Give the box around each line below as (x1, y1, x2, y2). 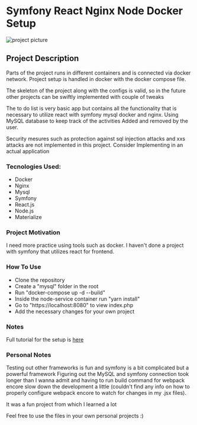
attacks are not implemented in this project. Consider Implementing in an (6, 141, 183, 149)
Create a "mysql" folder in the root (14, 282, 99, 289)
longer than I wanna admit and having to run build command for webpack (6, 377, 185, 384)
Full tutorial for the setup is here (6, 336, 84, 343)
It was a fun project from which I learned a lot (6, 401, 117, 408)
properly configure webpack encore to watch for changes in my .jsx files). (6, 389, 186, 397)
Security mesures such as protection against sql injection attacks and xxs (6, 135, 185, 142)
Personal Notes (6, 350, 51, 359)
